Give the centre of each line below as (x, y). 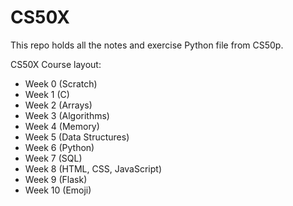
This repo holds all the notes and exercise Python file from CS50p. (147, 45)
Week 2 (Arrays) (58, 105)
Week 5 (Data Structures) (77, 137)
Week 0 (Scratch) (61, 83)
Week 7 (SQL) (53, 158)
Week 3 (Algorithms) (67, 115)
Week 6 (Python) (59, 147)
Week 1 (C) (47, 94)
